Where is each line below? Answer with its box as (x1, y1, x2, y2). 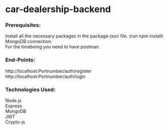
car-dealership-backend (5, 4, 111, 15)
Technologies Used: (5, 86, 56, 93)
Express (5, 103, 22, 109)
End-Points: (5, 57, 36, 64)
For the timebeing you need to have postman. (5, 44, 100, 50)
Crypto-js (5, 119, 25, 125)
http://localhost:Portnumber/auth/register (5, 68, 92, 74)
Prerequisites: (5, 22, 41, 29)
